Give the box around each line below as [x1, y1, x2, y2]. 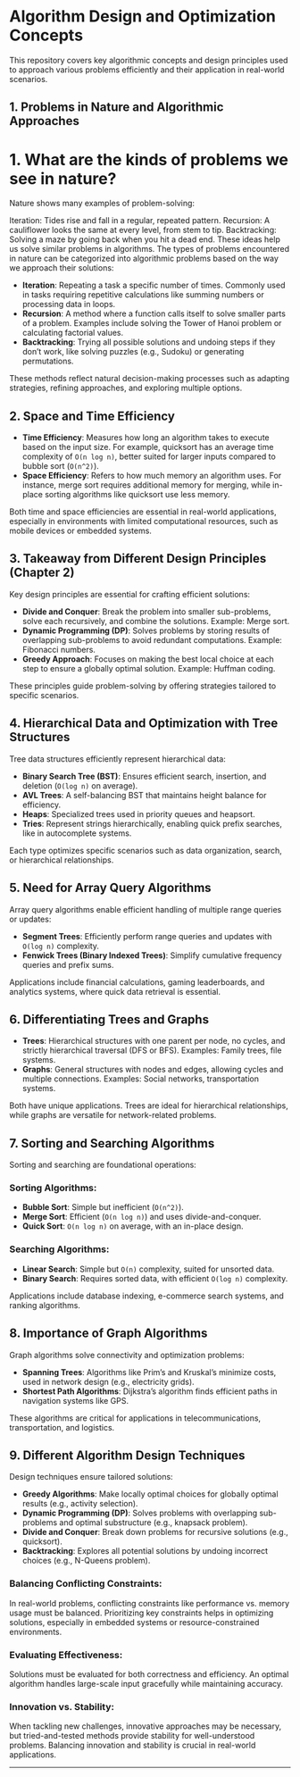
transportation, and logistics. [9, 1422, 115, 1432]
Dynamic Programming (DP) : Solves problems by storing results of [21, 625, 271, 636]
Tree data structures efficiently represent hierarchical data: [9, 753, 226, 764]
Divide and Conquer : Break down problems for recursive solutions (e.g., [21, 1527, 288, 1538]
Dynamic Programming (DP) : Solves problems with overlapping [21, 1507, 258, 1519]
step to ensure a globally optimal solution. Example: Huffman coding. [21, 663, 276, 673]
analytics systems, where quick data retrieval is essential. [9, 986, 221, 997]
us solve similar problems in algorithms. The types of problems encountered [9, 244, 290, 254]
